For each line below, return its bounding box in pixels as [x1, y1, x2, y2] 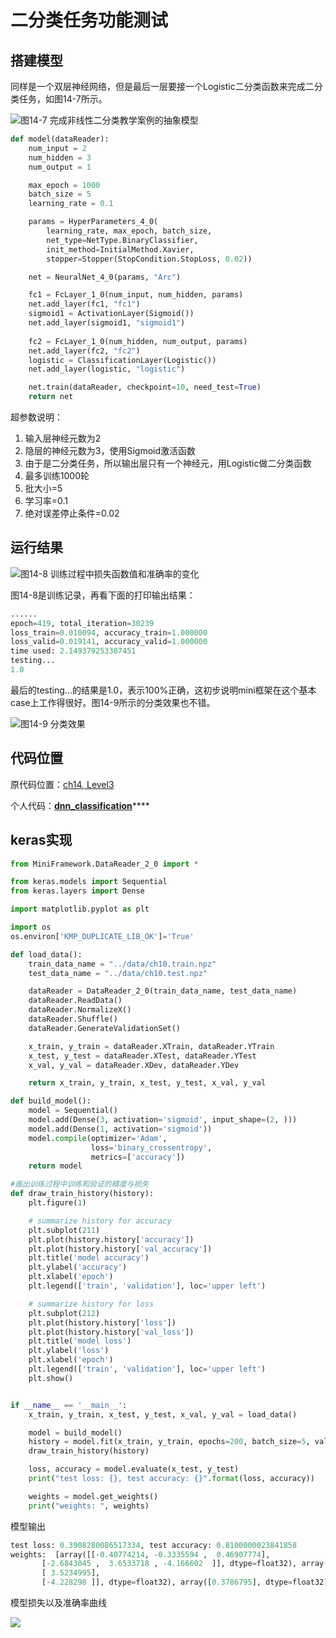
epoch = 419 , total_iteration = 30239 [10, 618, 155, 628]
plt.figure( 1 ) [28, 1198, 87, 1208]
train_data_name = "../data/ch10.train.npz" [28, 959, 217, 969]
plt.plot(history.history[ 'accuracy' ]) [28, 1234, 195, 1245]
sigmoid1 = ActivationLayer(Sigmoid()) [28, 309, 195, 319]
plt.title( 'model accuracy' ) [28, 1253, 150, 1263]
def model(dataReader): [10, 134, 110, 144]
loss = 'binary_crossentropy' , [90, 1142, 213, 1153]
